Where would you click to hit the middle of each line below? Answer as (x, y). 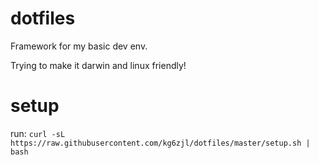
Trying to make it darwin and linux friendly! (98, 65)
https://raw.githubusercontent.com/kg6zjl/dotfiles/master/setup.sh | (160, 143)
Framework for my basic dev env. (79, 46)
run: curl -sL (38, 133)
